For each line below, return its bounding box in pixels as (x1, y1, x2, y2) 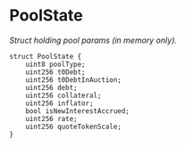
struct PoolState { (9, 52, 82, 61)
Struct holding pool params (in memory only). (9, 35, 177, 45)
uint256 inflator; (25, 99, 94, 108)
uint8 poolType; (25, 60, 87, 69)
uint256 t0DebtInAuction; (25, 75, 122, 85)
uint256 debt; (25, 83, 78, 92)
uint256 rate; (25, 114, 78, 123)
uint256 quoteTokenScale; (25, 122, 122, 131)
